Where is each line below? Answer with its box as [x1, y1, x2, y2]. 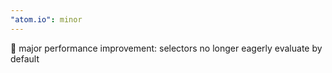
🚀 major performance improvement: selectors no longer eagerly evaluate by [10, 42, 323, 54]
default [10, 52, 40, 65]
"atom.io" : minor [10, 14, 83, 25]
